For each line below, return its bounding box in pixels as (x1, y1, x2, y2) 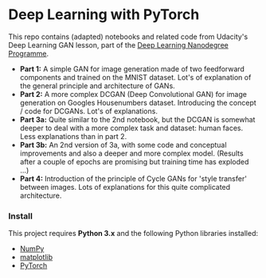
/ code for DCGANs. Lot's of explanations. (19, 106, 158, 116)
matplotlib (19, 253, 53, 262)
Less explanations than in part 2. (19, 131, 127, 141)
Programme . (8, 48, 49, 58)
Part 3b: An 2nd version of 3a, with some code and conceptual (19, 140, 227, 149)
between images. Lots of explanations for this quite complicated (19, 182, 231, 191)
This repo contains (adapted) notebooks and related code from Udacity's (8, 32, 248, 41)
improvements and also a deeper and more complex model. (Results (19, 149, 244, 158)
